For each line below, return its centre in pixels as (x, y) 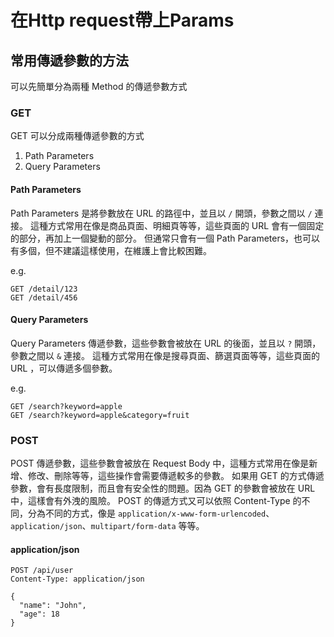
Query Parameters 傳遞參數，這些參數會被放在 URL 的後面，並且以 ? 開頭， (166, 343)
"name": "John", (53, 606)
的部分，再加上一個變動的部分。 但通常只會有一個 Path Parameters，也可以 (165, 238)
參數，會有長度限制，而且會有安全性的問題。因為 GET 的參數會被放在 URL (163, 488)
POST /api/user (42, 571)
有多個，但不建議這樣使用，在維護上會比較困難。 (111, 250)
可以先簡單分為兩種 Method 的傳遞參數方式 (99, 86)
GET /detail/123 (44, 289)
